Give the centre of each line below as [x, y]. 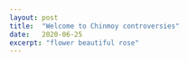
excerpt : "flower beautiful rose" [75, 43]
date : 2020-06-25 [46, 34]
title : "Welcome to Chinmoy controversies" [94, 26]
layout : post [34, 17]
